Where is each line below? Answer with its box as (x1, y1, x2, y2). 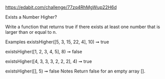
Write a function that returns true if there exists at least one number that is (5, 24, 160, 30)
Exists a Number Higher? (5, 14, 57, 20)
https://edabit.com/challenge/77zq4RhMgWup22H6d (5, 5, 117, 10)
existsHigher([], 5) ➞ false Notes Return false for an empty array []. (5, 68, 146, 74)
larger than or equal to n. (5, 29, 57, 35)
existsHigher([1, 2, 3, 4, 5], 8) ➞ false (5, 49, 82, 54)
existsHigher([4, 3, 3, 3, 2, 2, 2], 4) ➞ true (5, 58, 92, 64)
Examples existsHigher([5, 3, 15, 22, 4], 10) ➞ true (5, 39, 109, 45)
